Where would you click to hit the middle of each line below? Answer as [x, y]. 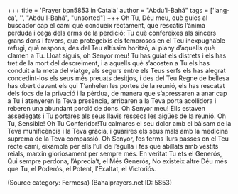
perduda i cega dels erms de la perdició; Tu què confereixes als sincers [112, 33]
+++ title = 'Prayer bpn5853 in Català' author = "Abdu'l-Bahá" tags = [108, 10]
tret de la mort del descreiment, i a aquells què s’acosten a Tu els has [109, 63]
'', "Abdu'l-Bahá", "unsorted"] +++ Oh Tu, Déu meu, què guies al [114, 18]
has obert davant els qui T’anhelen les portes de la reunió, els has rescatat [116, 86]
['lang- [220, 10]
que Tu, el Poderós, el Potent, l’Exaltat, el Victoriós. [82, 169]
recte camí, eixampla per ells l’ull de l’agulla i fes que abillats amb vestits [113, 146]
